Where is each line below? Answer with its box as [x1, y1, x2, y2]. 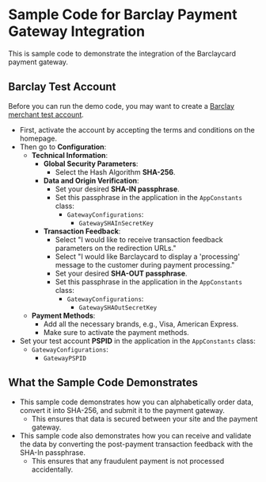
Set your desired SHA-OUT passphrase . [55, 268, 188, 278]
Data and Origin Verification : [43, 175, 140, 185]
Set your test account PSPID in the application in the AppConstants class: [19, 336, 256, 345]
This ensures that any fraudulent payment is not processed [31, 456, 225, 465]
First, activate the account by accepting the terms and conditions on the [19, 125, 255, 134]
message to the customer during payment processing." [55, 260, 235, 269]
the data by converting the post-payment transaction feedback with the [19, 439, 253, 449]
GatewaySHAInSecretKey [78, 219, 154, 227]
